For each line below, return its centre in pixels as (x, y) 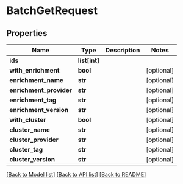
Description (123, 50)
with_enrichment (34, 70)
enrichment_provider (41, 90)
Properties (27, 33)
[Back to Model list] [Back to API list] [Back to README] (76, 175)
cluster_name (30, 130)
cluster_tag (26, 150)
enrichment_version (39, 110)
